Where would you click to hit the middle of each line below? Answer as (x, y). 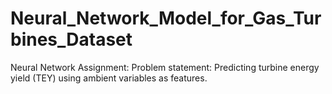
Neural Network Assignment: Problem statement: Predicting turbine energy (165, 67)
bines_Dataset (71, 39)
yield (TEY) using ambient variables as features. (109, 78)
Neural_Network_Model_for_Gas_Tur (166, 18)
